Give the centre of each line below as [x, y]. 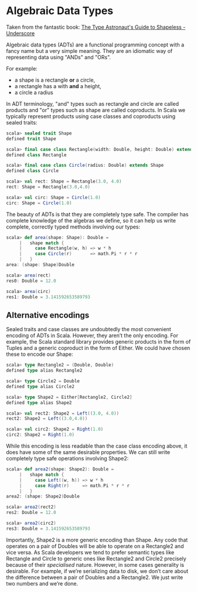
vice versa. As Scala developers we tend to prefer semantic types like [90, 552]
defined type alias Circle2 [40, 386]
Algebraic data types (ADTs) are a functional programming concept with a [95, 45]
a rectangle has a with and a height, [58, 86]
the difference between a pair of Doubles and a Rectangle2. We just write [95, 577]
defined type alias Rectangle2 [44, 371]
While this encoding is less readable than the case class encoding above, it [97, 446]
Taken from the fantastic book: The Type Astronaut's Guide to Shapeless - [96, 27]
